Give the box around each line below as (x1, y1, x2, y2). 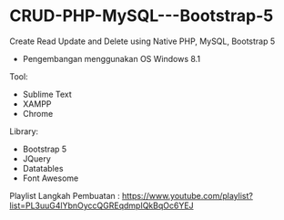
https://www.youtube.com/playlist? (121, 190, 253, 201)
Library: (9, 125, 39, 137)
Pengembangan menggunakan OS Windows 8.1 (22, 53, 201, 64)
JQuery (22, 152, 52, 164)
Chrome (22, 108, 54, 119)
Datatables (22, 162, 64, 173)
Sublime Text (22, 89, 73, 100)
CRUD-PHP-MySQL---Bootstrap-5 (9, 5, 274, 26)
